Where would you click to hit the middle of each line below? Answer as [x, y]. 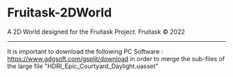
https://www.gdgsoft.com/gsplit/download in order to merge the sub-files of [116, 58]
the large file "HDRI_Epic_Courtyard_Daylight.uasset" [83, 66]
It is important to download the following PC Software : [85, 51]
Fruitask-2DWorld [60, 13]
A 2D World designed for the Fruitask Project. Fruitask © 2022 [96, 32]
